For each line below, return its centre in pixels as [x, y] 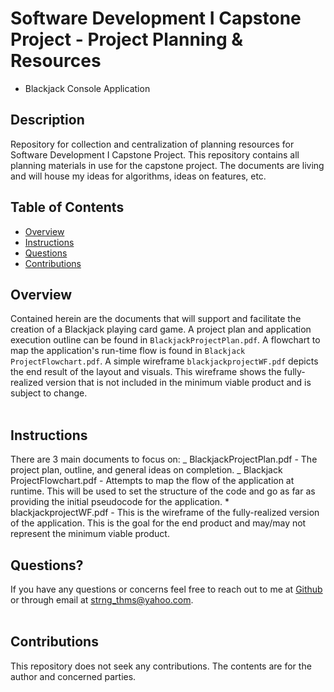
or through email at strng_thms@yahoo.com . [102, 600]
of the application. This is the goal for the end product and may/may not [158, 523]
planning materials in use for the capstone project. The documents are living [167, 165]
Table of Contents [67, 207]
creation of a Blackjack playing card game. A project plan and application [161, 329]
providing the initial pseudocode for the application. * [120, 502]
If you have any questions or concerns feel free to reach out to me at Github [166, 589]
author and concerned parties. [73, 676]
